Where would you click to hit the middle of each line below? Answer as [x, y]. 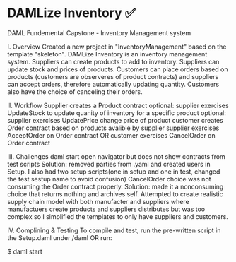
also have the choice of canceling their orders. [75, 91]
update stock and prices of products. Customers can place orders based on [118, 69]
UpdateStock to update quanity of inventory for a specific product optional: [117, 113]
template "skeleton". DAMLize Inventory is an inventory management [107, 54]
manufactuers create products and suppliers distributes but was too [106, 209]
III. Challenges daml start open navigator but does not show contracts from [117, 156]
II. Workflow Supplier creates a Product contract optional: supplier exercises [118, 105]
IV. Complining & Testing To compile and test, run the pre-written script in [114, 230]
